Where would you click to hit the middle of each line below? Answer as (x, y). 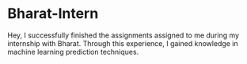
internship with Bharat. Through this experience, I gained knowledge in (123, 43)
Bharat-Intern (53, 14)
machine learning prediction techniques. (73, 52)
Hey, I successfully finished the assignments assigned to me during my (123, 35)
